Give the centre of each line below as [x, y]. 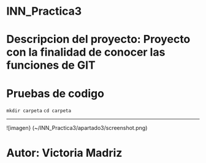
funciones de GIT [51, 65]
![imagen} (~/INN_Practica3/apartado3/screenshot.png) [77, 128]
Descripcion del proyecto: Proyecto [98, 40]
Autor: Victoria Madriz [64, 153]
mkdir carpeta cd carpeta [39, 111]
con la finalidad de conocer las [86, 52]
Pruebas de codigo [55, 93]
